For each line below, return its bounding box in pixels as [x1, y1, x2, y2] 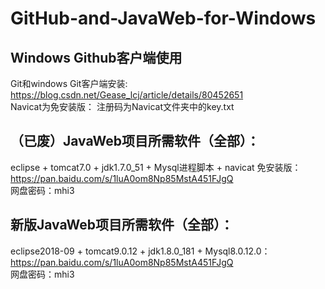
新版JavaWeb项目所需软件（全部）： [10, 217, 234, 234]
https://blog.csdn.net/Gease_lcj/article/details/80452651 [10, 89, 244, 101]
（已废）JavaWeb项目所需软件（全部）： [10, 133, 260, 150]
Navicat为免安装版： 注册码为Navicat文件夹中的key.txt [10, 101, 235, 112]
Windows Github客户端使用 [10, 49, 183, 66]
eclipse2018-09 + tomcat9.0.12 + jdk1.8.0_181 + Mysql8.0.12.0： [10, 245, 271, 257]
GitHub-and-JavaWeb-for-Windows [10, 7, 317, 30]
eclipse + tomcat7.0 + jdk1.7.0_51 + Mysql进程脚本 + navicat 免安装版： [10, 161, 302, 173]
